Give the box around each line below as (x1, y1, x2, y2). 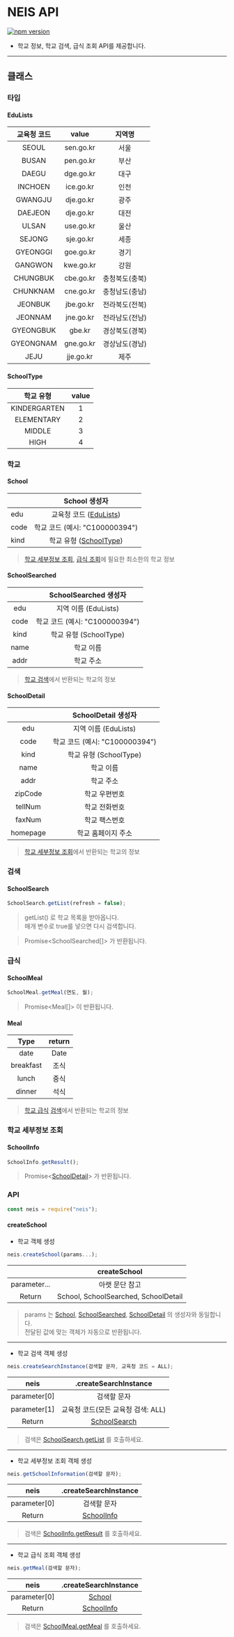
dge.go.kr (63, 169, 96, 178)
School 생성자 (63, 496, 109, 506)
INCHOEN (17, 182, 50, 192)
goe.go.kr (63, 247, 96, 257)
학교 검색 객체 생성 (17, 1349, 68, 1357)
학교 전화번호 (84, 802, 125, 812)
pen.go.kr (63, 156, 96, 166)
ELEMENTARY (15, 414, 61, 424)
